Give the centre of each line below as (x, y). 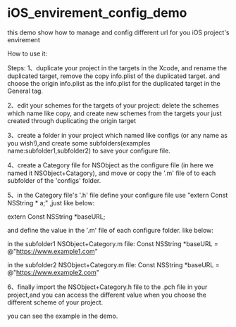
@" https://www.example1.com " (53, 251)
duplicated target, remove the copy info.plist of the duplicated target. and (114, 76)
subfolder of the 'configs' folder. (54, 180)
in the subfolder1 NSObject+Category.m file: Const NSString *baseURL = (113, 243)
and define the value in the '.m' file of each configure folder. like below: (110, 230)
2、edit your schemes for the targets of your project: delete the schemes (113, 105)
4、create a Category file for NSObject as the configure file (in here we (110, 165)
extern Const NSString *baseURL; (56, 217)
